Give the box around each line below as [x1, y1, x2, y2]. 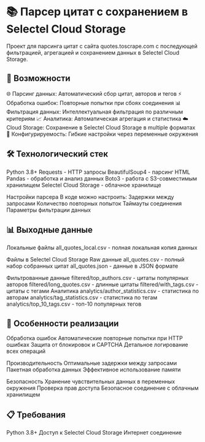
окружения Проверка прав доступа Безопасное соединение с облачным [6, 384, 199, 392]
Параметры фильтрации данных [6, 206, 91, 214]
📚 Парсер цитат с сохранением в [6, 5, 188, 19]
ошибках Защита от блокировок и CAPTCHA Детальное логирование [6, 341, 188, 349]
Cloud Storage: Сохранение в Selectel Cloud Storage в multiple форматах [6, 123, 196, 131]
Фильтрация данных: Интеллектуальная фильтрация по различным [6, 108, 184, 115]
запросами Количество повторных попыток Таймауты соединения [6, 200, 182, 207]
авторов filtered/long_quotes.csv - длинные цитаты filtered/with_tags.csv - [6, 281, 199, 289]
